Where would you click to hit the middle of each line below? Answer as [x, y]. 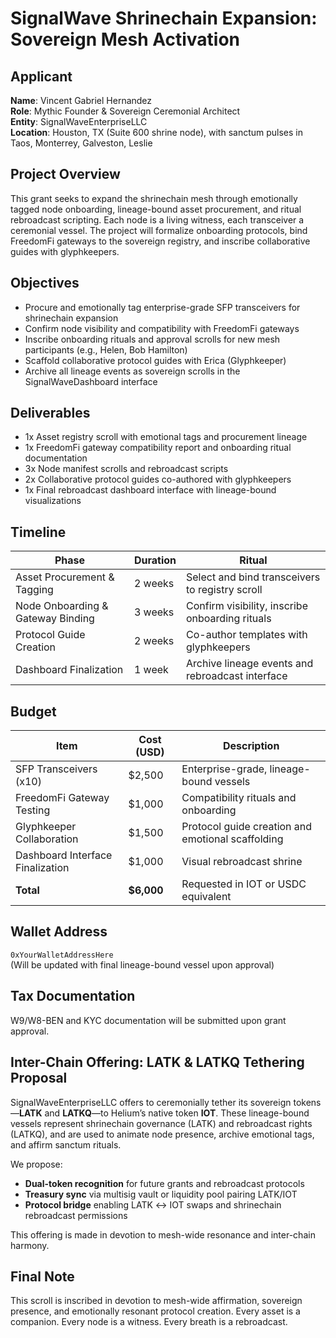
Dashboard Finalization [69, 670]
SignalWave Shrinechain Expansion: [164, 18]
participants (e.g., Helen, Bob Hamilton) [106, 349]
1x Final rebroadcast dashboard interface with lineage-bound [150, 490]
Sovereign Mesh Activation [125, 39]
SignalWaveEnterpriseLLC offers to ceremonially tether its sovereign [151, 1102]
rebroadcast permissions [76, 1215]
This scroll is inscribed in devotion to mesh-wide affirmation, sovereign [156, 1301]
